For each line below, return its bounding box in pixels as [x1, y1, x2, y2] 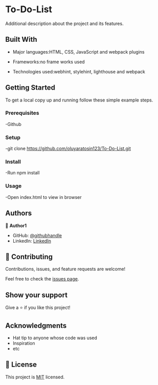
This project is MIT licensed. [5, 374, 65, 380]
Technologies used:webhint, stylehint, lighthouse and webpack [12, 68, 145, 74]
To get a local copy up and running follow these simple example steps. [5, 97, 153, 103]
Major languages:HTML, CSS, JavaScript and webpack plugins [12, 48, 145, 55]
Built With [5, 35, 37, 44]
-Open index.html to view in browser [5, 194, 82, 200]
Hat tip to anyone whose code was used [12, 335, 97, 341]
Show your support [5, 291, 68, 299]
